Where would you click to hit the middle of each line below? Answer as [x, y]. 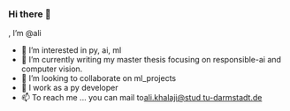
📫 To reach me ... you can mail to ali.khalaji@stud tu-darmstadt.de [141, 98]
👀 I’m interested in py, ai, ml [71, 50]
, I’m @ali [25, 33]
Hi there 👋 [30, 14]
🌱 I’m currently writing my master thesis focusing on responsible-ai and [151, 60]
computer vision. [52, 69]
